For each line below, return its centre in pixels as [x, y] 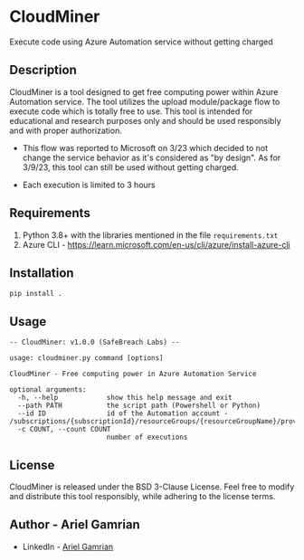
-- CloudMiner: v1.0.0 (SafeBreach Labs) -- [95, 342]
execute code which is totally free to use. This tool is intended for [131, 111]
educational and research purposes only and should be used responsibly [145, 120]
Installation [42, 273]
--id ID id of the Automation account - [123, 413]
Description [43, 70]
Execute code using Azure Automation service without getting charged [141, 42]
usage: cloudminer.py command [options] [87, 358]
